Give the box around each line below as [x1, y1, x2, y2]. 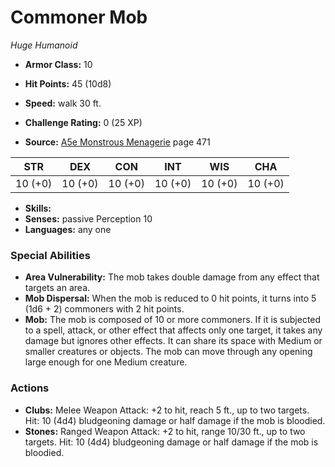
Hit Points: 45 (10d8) [24, 77, 112, 90]
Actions [10, 381, 50, 395]
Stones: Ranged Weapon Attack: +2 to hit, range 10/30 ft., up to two [24, 425, 306, 437]
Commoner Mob [10, 6, 148, 29]
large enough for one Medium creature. [24, 356, 188, 368]
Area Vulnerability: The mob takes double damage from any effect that [24, 271, 320, 283]
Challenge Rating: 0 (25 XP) [24, 116, 143, 128]
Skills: [24, 202, 52, 214]
